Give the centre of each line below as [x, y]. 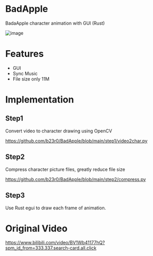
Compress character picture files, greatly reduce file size [65, 169]
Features [25, 54]
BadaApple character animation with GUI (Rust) [55, 23]
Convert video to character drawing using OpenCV [59, 131]
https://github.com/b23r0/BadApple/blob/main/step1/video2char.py [76, 141]
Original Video [36, 228]
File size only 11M [31, 79]
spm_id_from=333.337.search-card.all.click [51, 248]
